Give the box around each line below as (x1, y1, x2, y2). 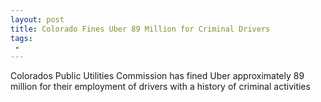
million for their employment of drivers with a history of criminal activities (10, 81, 311, 93)
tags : (10, 33, 33, 43)
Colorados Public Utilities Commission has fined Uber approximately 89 (10, 70, 305, 82)
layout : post (10, 14, 65, 25)
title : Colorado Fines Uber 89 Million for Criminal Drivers (10, 24, 271, 34)
